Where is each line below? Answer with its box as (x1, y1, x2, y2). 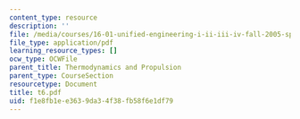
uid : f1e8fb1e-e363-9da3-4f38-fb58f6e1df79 (9, 96, 174, 106)
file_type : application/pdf (9, 38, 114, 47)
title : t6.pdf (9, 88, 62, 97)
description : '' (9, 21, 70, 30)
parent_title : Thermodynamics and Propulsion (9, 64, 181, 72)
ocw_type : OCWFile (9, 55, 78, 64)
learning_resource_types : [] (9, 47, 118, 55)
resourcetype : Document (9, 80, 98, 89)
